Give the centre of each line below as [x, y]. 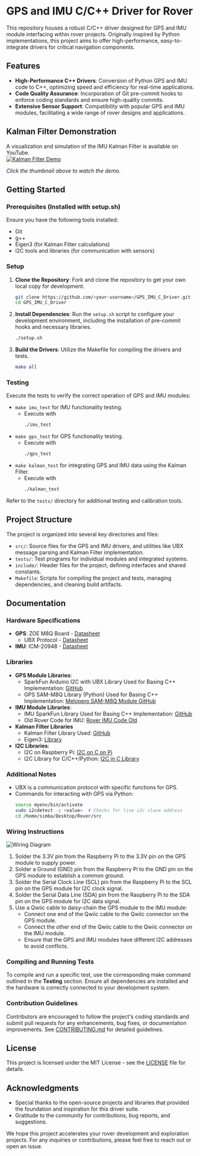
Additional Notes [31, 774]
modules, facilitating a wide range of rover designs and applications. [100, 112]
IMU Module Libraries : [43, 707]
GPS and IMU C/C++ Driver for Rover [100, 11]
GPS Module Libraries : [43, 675]
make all [26, 367]
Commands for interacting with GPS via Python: [74, 794]
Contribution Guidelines [42, 1003]
